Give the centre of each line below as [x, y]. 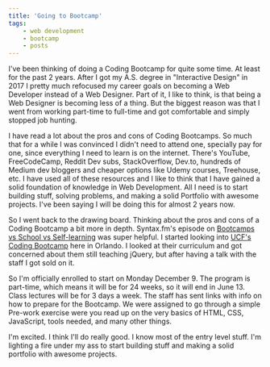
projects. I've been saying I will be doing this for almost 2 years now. [122, 204]
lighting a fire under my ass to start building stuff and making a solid [121, 346]
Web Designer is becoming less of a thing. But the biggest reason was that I [134, 103]
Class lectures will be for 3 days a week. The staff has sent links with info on [135, 296]
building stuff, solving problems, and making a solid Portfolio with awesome [134, 196]
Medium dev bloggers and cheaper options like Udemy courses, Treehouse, [135, 170]
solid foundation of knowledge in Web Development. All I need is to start [128, 187]
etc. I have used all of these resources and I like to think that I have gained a [134, 179]
